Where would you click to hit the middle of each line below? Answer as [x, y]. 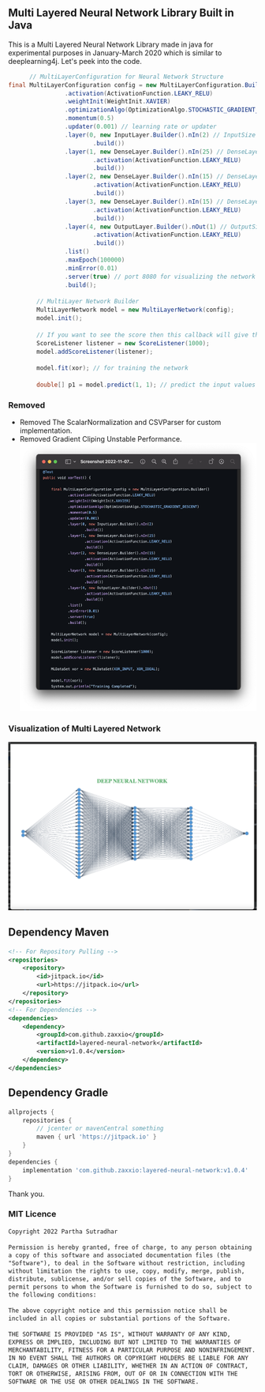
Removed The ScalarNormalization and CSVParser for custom [120, 423]
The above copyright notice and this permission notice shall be [118, 1311]
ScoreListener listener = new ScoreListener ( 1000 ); [123, 343]
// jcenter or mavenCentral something [100, 1129]
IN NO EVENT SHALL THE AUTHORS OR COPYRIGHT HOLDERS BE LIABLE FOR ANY [128, 1358]
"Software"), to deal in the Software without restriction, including [127, 1263]
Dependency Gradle [58, 1093]
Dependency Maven [59, 933]
